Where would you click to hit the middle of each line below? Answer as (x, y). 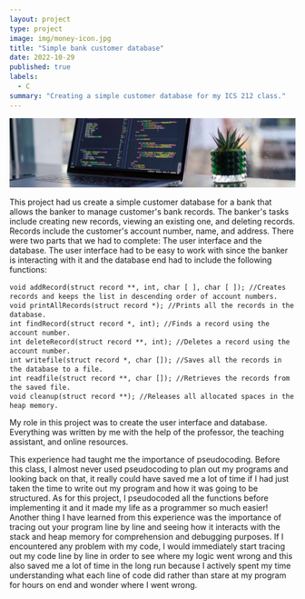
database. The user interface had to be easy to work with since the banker (149, 251)
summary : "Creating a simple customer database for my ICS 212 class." (148, 95)
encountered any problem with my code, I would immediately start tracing (148, 546)
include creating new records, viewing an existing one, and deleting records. (152, 222)
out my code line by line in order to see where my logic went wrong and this (151, 556)
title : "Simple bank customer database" (87, 48)
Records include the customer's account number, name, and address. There (152, 231)
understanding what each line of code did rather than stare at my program (148, 575)
